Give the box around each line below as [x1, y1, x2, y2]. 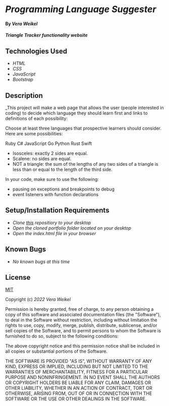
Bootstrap [12, 77, 34, 83]
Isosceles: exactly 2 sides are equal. [12, 151, 88, 156]
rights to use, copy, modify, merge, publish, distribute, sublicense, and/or [5, 322, 157, 328]
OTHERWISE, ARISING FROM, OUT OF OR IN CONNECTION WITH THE [5, 390, 152, 396]
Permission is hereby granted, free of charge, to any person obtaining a [5, 306, 154, 312]
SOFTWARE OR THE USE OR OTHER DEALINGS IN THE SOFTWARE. [5, 396, 147, 402]
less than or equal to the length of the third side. [12, 166, 112, 172]
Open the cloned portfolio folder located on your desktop [12, 225, 132, 231]
